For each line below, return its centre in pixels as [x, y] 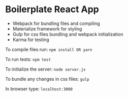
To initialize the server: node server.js [45, 69]
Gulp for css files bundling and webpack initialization [68, 34]
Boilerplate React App [52, 9]
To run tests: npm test [28, 59]
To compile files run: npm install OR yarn [49, 49]
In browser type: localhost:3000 [39, 89]
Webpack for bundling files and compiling [56, 23]
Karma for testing [31, 40]
